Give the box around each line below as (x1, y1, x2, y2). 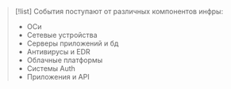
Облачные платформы (26, 55, 103, 65)
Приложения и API (26, 72, 90, 81)
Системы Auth (26, 64, 76, 73)
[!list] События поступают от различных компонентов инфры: (14, 7, 224, 16)
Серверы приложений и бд (26, 39, 119, 48)
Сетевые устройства (26, 31, 98, 39)
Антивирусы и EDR (26, 47, 90, 56)
